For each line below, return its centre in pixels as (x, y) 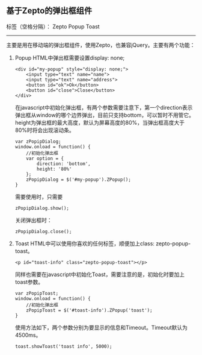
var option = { (45, 159)
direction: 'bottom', (64, 164)
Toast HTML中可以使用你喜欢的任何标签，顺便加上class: (85, 243)
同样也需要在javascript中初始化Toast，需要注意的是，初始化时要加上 (100, 274)
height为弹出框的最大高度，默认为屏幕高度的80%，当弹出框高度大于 (100, 122)
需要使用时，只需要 (39, 196)
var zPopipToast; (37, 293)
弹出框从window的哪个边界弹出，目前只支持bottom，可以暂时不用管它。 (104, 115)
